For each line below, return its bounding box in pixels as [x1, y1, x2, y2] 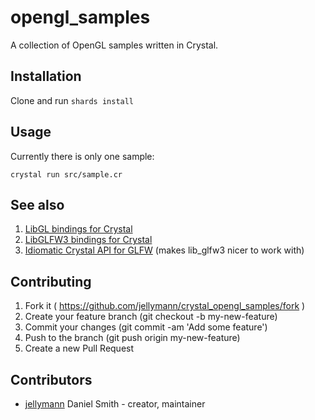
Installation [10, 68, 82, 85]
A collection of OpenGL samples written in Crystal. [10, 39, 219, 51]
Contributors [10, 371, 93, 388]
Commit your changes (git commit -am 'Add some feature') [24, 321, 268, 333]
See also [10, 196, 65, 213]
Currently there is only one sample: [10, 150, 155, 162]
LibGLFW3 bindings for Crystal [24, 234, 153, 246]
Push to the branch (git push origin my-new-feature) [24, 332, 241, 344]
